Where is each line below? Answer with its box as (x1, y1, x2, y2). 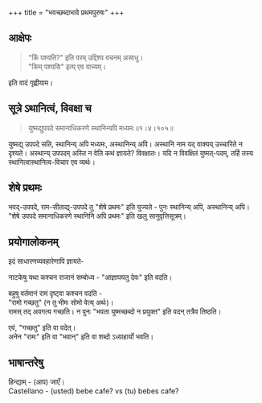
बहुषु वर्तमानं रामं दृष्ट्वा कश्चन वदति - (8, 289, 103, 298)
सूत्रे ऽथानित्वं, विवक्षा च (8, 101, 92, 116)
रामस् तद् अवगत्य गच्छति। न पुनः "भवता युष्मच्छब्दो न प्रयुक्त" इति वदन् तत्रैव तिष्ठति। (8, 306, 222, 317)
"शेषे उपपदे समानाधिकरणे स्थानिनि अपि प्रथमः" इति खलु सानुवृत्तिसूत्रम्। (8, 212, 187, 221)
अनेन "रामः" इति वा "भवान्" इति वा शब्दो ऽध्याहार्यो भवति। (8, 332, 154, 342)
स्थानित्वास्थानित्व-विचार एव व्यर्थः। (8, 157, 96, 167)
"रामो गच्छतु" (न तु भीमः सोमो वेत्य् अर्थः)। (8, 298, 114, 307)
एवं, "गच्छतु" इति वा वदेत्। (8, 323, 76, 333)
